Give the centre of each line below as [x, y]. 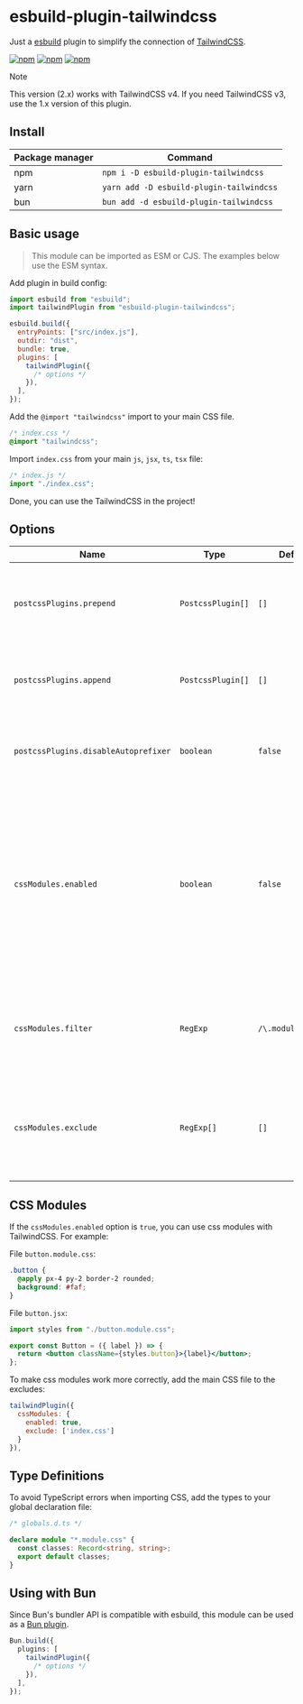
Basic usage [44, 234]
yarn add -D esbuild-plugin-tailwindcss [190, 187]
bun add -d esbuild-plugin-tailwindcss [188, 202]
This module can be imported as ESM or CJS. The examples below [156, 255]
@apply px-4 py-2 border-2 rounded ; [86, 1279]
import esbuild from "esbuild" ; [70, 299]
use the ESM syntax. [69, 265]
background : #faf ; [52, 1287]
